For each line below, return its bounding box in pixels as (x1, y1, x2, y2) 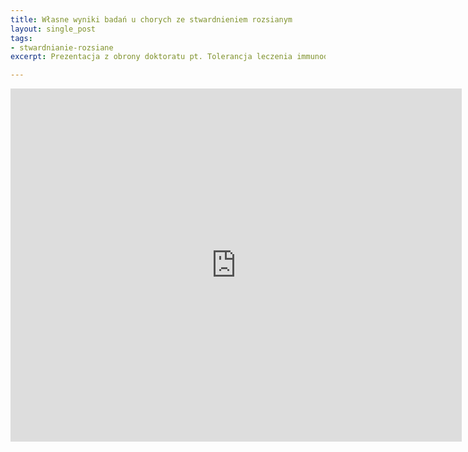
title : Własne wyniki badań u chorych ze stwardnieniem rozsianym (10, 14, 293, 25)
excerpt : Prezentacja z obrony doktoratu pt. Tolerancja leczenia (10, 52, 293, 62)
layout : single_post (10, 24, 97, 34)
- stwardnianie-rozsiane (10, 42, 114, 53)
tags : (10, 33, 33, 43)
